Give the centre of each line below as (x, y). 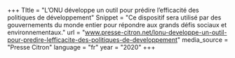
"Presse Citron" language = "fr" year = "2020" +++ (81, 47)
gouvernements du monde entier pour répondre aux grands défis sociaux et (117, 25)
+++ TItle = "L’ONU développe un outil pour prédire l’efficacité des (103, 10)
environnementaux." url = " (46, 32)
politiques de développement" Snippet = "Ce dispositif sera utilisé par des (114, 17)
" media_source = (203, 40)
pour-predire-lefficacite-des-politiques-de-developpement (92, 40)
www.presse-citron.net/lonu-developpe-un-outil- (156, 32)
